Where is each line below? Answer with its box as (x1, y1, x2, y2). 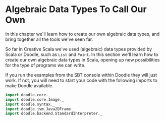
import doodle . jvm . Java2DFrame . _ (5, 106, 76, 111)
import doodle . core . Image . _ (5, 97, 65, 102)
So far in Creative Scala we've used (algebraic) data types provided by (5, 46, 152, 52)
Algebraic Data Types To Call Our (5, 4, 147, 15)
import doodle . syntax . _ (5, 102, 56, 107)
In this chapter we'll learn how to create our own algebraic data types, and (5, 31, 160, 37)
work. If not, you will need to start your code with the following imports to (5, 77, 157, 83)
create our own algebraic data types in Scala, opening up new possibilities (5, 56, 160, 63)
